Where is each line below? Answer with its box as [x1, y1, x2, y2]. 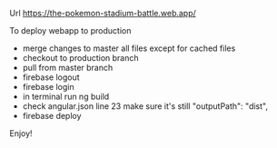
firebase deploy [22, 111, 82, 121]
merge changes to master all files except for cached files [22, 43, 236, 54]
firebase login [22, 82, 74, 92]
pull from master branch [22, 63, 114, 73]
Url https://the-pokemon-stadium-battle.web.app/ [9, 8, 197, 18]
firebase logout [22, 72, 80, 83]
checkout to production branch [22, 53, 139, 63]
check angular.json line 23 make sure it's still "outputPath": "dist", [22, 101, 268, 112]
